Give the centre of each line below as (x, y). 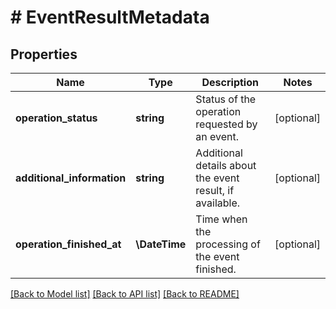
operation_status (56, 118)
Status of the (226, 99)
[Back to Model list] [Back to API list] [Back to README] (125, 294)
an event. (217, 136)
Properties (44, 54)
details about (226, 165)
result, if (215, 190)
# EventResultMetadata (110, 17)
